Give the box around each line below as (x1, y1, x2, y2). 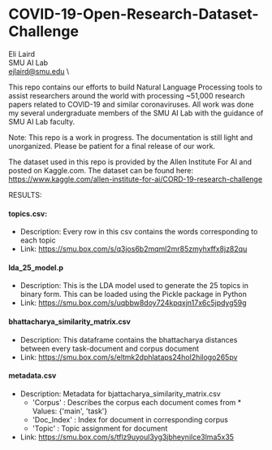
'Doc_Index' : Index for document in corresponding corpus (32, 414, 229, 424)
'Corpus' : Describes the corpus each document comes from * (32, 397, 242, 407)
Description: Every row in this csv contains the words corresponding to (19, 227, 258, 237)
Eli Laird (8, 49, 35, 59)
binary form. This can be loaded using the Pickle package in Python (19, 290, 248, 299)
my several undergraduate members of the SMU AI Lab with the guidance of (8, 107, 264, 118)
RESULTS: (8, 190, 42, 199)
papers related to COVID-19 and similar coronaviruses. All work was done (8, 99, 254, 109)
